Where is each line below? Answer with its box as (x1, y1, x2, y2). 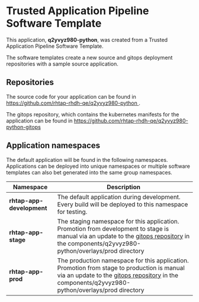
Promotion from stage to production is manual (57, 264, 185, 272)
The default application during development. (57, 193, 181, 201)
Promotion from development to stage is (57, 225, 169, 233)
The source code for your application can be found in (6, 93, 136, 100)
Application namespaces (6, 141, 101, 151)
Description (106, 183, 141, 191)
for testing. (57, 207, 88, 216)
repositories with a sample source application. (6, 60, 118, 67)
